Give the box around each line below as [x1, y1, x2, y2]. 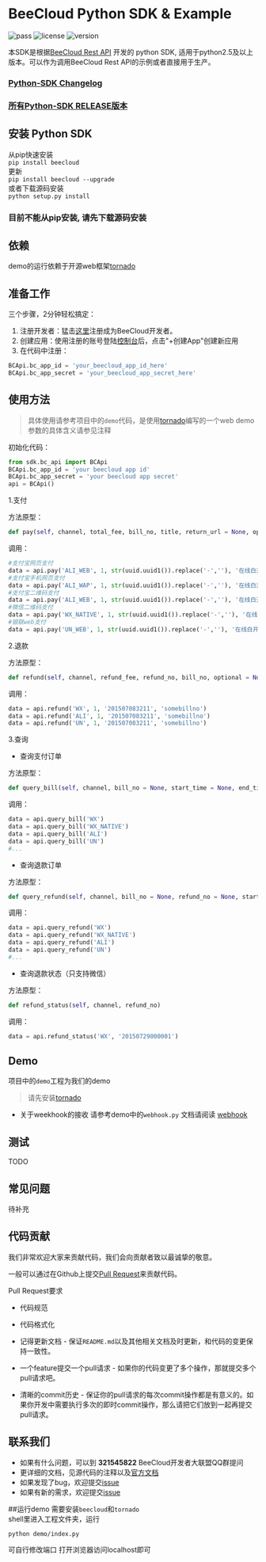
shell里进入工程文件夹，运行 [8, 1514, 101, 1523]
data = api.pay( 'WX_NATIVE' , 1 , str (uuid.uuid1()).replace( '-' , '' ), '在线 [8, 611, 258, 619]
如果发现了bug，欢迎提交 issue [19, 1477, 120, 1487]
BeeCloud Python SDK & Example [8, 5, 232, 23]
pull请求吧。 [19, 1373, 60, 1382]
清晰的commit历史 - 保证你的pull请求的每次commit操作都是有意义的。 [19, 1389, 247, 1399]
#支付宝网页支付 [8, 559, 54, 567]
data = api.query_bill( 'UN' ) [8, 837, 104, 845]
